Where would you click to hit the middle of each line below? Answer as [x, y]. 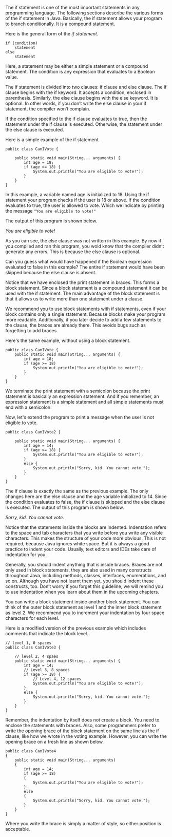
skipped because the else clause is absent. [51, 272]
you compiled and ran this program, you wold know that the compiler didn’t [85, 246]
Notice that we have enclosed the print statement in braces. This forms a [82, 282]
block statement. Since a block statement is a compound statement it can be [86, 288]
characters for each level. [32, 618]
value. [12, 77]
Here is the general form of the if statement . [52, 34]
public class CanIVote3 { [33, 648]
